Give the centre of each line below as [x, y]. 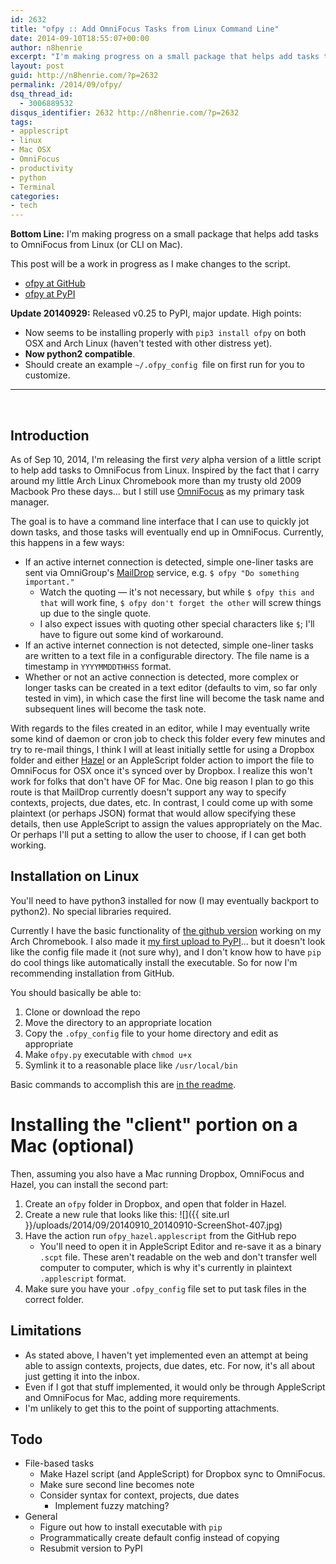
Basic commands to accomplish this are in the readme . [123, 1084]
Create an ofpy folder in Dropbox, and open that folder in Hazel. [155, 1203]
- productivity [42, 168]
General [41, 1517]
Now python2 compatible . [80, 354]
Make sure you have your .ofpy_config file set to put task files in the [165, 1288]
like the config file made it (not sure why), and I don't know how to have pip [166, 952]
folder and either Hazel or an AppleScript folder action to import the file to [162, 760]
